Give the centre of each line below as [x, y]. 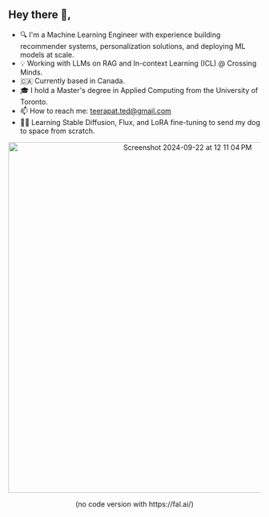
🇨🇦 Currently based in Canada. [72, 80]
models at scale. [47, 55]
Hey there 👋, [40, 15]
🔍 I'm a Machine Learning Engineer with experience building [120, 34]
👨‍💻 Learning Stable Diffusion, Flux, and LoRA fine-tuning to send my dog [140, 122]
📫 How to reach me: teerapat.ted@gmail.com [96, 111]
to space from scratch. [57, 131]
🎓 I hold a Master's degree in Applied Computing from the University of [139, 90]
